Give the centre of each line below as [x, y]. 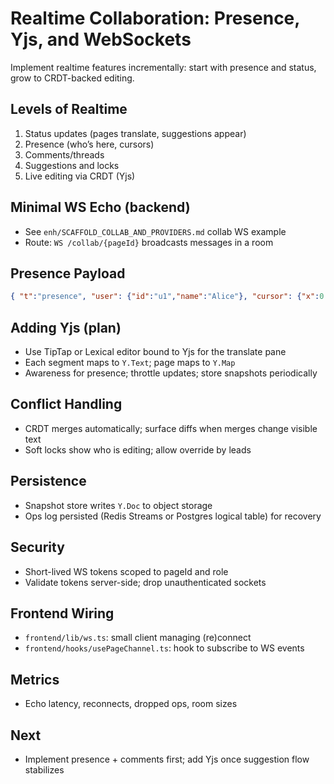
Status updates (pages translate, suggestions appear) [135, 133]
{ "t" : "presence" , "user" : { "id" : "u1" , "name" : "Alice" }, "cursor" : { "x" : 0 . [169, 297]
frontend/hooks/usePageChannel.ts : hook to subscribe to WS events [164, 648]
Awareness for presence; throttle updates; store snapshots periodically [171, 373]
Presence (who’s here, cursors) [89, 144]
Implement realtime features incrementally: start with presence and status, [163, 67]
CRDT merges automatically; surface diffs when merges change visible [171, 428]
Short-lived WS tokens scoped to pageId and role [126, 571]
